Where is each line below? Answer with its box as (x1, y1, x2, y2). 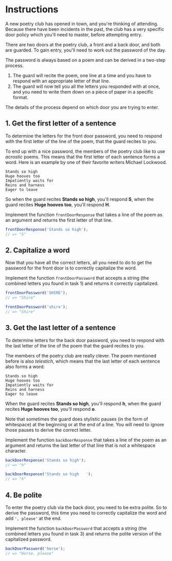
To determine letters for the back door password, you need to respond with (5, 337, 165, 343)
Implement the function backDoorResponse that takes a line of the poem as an (5, 437, 167, 443)
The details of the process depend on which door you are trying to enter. (5, 104, 159, 110)
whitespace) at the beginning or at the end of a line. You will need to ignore (5, 421, 164, 427)
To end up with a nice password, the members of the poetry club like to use (5, 148, 165, 154)
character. (5, 447, 27, 454)
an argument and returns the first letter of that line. (5, 217, 113, 223)
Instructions (5, 4, 59, 15)
